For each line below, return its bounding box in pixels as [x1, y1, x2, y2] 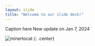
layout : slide [5, 7, 35, 12]
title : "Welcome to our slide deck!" [5, 12, 84, 17]
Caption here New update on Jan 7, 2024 [5, 25, 90, 31]
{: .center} [33, 35, 55, 41]
